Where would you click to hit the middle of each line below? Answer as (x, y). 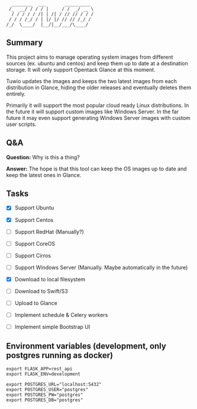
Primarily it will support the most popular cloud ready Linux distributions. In (98, 105)
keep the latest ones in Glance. (44, 175)
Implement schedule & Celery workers (61, 315)
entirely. (16, 94)
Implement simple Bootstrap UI (52, 327)
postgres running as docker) (60, 355)
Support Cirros (33, 255)
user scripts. (21, 124)
